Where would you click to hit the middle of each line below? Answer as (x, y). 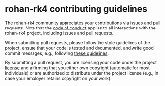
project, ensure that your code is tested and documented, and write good (80, 48)
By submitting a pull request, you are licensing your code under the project (81, 62)
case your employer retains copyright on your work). (58, 78)
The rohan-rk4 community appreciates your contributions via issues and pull (83, 23)
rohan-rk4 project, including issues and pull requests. (59, 33)
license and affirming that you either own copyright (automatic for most (78, 68)
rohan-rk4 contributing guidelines (76, 9)
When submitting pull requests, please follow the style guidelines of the (78, 42)
